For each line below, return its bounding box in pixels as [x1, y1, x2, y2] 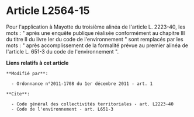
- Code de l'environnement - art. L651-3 [11, 106, 114, 112]
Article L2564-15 [6, 4, 90, 17]
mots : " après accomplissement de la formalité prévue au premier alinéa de [6, 42, 189, 49]
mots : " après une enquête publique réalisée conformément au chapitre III [6, 29, 185, 36]
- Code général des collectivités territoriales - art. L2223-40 [11, 101, 174, 107]
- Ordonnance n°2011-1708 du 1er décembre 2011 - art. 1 [11, 80, 153, 87]
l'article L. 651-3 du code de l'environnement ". [6, 48, 119, 55]
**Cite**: [6, 91, 30, 97]
